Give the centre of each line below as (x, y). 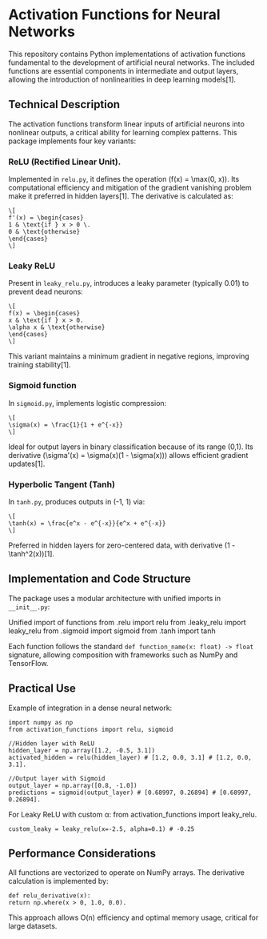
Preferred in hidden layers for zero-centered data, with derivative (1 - (122, 545)
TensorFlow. (28, 663)
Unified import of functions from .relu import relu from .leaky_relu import (127, 622)
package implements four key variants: (72, 141)
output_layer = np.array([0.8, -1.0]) (73, 785)
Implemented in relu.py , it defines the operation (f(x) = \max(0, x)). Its (124, 179)
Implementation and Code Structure (100, 579)
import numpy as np (41, 722)
